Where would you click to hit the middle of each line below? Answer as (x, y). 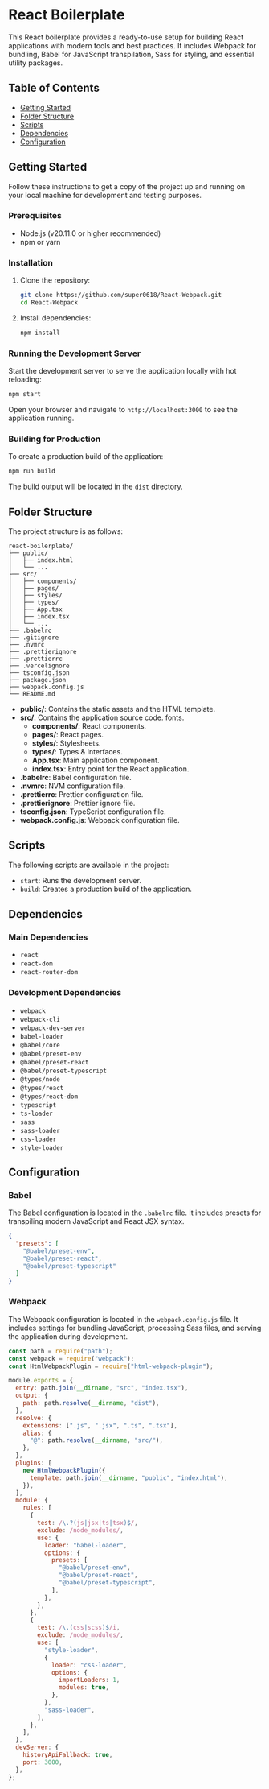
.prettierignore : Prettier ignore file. (77, 803)
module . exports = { (41, 1381)
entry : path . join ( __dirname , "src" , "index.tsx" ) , (102, 1388)
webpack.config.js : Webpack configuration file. (100, 820)
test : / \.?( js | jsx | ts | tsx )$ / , (88, 1523)
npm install (40, 333)
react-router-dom (49, 973)
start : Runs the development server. (81, 880)
